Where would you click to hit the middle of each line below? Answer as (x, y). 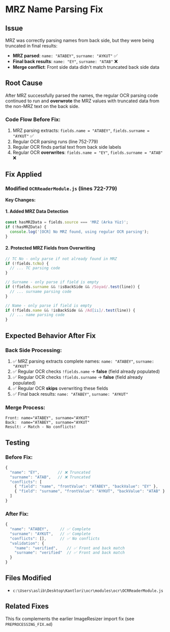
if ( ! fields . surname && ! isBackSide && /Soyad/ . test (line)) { (73, 287)
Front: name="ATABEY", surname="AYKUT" (48, 418)
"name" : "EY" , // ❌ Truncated (50, 472)
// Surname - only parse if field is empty (52, 282)
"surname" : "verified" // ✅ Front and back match (70, 553)
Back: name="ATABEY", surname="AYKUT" (48, 423)
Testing (18, 442)
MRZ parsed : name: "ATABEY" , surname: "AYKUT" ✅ (65, 56)
